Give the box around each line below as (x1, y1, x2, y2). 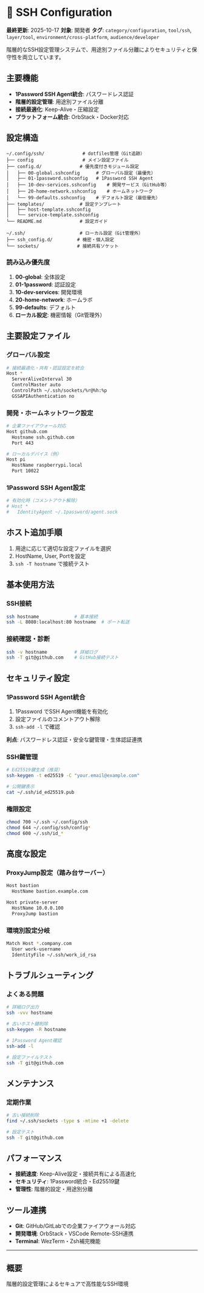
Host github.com (6, 428, 47, 434)
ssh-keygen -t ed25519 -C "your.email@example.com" (6, 773, 140, 779)
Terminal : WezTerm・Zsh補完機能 (15, 1238, 101, 1245)
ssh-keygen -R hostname (6, 1027, 67, 1033)
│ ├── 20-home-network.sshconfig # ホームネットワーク (6, 188, 153, 194)
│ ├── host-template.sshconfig (6, 207, 91, 213)
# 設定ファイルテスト (6, 1054, 53, 1060)
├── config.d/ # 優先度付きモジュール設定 (6, 163, 140, 169)
